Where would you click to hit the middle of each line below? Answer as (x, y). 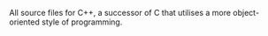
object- (246, 13)
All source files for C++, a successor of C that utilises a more (120, 13)
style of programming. (82, 22)
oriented (24, 22)
